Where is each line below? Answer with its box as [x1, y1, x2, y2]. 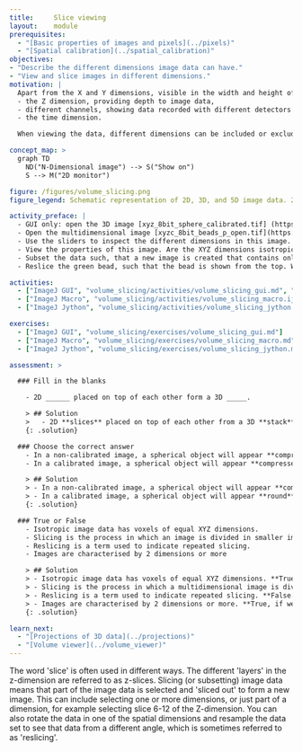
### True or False [17, 516, 87, 526]
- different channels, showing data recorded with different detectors [17, 105, 292, 114]
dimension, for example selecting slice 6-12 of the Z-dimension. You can [9, 703, 278, 714]
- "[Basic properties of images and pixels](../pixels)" [17, 38, 235, 48]
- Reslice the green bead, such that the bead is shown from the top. [17, 261, 288, 270]
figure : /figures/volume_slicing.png [9, 187, 151, 196]
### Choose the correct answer [17, 442, 135, 451]
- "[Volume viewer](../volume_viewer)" [17, 641, 167, 650]
